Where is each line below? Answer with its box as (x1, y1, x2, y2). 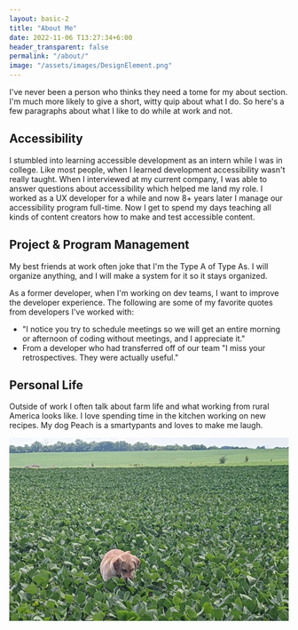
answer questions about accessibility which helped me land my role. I (9, 183, 263, 194)
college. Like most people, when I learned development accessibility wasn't (9, 164, 286, 175)
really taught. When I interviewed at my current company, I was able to (9, 173, 268, 184)
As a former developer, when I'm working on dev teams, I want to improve (9, 287, 279, 298)
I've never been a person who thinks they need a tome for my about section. (9, 87, 288, 97)
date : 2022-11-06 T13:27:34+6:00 (9, 33, 133, 42)
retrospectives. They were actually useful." (21, 352, 179, 363)
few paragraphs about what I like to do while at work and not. (9, 106, 233, 116)
